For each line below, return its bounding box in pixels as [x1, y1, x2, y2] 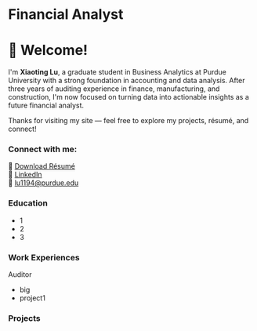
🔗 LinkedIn [8, 170, 42, 180]
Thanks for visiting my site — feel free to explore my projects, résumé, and [8, 116, 249, 125]
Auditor [8, 270, 33, 279]
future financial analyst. [8, 100, 85, 111]
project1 [19, 293, 45, 303]
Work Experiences [8, 252, 80, 263]
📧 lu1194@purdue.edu [8, 178, 79, 187]
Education [8, 198, 49, 209]
